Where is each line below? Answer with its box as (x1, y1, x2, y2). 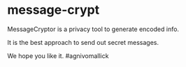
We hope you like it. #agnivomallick (7, 51, 109, 60)
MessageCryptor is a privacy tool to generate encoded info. (7, 25, 180, 33)
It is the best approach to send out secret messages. (7, 38, 159, 46)
